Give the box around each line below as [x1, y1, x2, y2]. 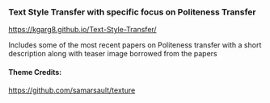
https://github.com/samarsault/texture [8, 85, 136, 95]
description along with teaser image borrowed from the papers [8, 49, 217, 59]
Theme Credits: [8, 67, 62, 76]
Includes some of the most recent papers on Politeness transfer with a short [8, 40, 262, 50]
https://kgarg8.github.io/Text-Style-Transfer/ [8, 25, 157, 35]
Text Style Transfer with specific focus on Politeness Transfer [8, 6, 256, 18]
